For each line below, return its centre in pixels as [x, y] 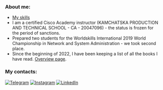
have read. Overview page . [39, 59]
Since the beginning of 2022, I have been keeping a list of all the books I [85, 54]
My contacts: [21, 72]
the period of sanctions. [36, 33]
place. [18, 49]
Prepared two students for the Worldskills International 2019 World [79, 38]
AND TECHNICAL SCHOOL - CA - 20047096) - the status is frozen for [83, 28]
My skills [21, 18]
